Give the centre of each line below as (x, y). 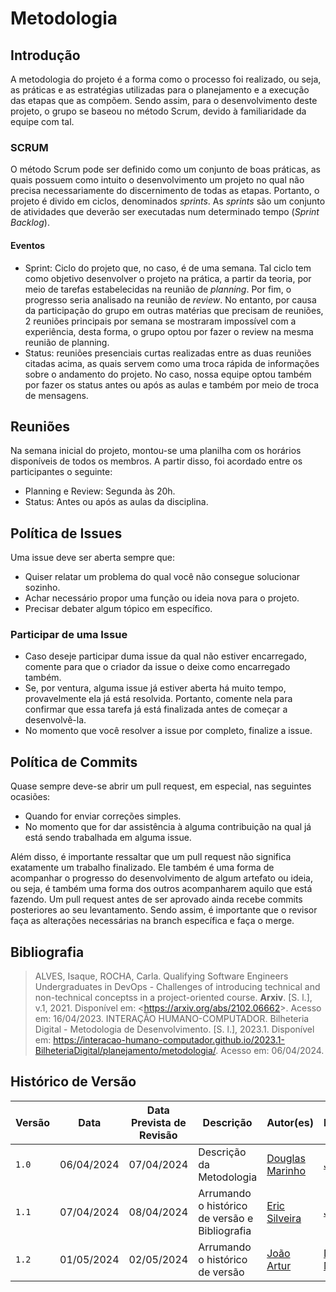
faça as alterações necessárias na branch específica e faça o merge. (152, 921)
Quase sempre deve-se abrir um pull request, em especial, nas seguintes (161, 786)
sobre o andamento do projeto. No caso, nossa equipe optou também (168, 374)
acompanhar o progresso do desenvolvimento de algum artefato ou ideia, (161, 878)
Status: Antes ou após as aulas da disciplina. (116, 502)
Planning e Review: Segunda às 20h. (100, 491)
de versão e (226, 1218)
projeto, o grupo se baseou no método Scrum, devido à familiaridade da (158, 111)
